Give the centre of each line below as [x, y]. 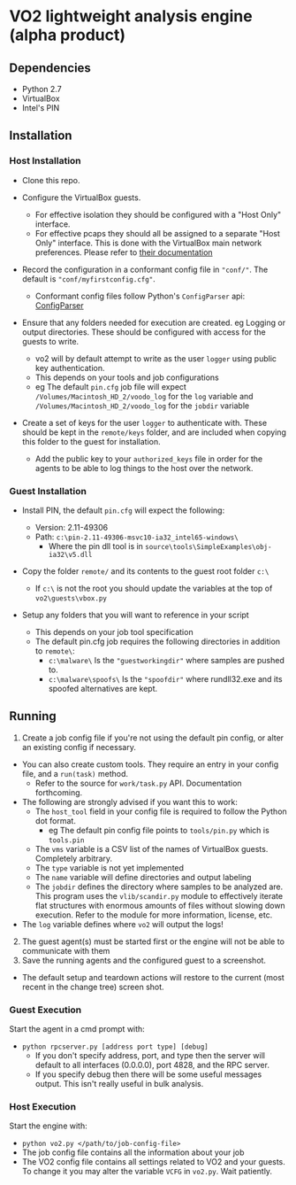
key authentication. [70, 368]
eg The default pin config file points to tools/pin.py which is [159, 830]
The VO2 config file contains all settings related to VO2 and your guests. [153, 1162]
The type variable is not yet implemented [109, 867]
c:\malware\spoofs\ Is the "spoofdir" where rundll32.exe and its [165, 678]
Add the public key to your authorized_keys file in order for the [149, 459]
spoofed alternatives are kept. [103, 688]
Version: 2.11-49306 [72, 527]
